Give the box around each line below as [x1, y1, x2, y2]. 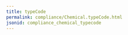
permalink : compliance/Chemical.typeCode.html [6, 14, 123, 20]
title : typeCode [6, 8, 46, 15]
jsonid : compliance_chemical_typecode [6, 20, 101, 26]
